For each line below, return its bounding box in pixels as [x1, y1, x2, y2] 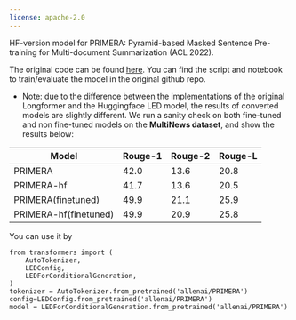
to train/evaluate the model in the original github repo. [9, 73, 206, 84]
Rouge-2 [170, 149, 211, 162]
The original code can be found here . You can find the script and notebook [9, 64, 283, 75]
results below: [21, 128, 74, 139]
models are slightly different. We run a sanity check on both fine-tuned [21, 109, 282, 120]
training [9, 46, 37, 58]
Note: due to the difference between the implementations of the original [21, 91, 285, 101]
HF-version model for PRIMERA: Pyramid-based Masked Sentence [9, 37, 253, 48]
